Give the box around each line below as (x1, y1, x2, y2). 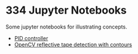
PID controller (14, 34, 48, 42)
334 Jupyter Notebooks (5, 4, 127, 17)
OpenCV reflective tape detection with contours (14, 41, 133, 48)
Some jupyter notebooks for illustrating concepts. (5, 23, 128, 30)
